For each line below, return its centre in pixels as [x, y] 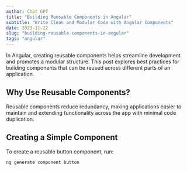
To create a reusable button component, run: [60, 151]
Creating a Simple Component [62, 137]
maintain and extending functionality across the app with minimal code [91, 112]
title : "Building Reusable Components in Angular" [69, 17]
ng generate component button [43, 162]
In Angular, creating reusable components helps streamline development [93, 55]
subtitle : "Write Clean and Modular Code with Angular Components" [90, 22]
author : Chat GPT [27, 11]
